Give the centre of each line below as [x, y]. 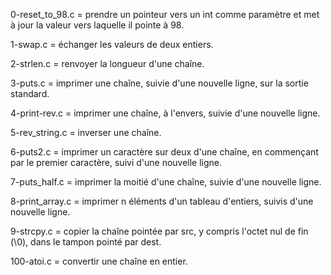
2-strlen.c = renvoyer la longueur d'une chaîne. [107, 63]
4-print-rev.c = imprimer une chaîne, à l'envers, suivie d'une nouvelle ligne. [165, 113]
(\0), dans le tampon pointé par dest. [86, 242]
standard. [30, 93]
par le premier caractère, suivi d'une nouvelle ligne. [116, 162]
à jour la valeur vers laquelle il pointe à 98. [97, 25]
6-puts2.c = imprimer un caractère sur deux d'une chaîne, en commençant [164, 152]
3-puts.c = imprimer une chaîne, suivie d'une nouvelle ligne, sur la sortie [159, 83]
